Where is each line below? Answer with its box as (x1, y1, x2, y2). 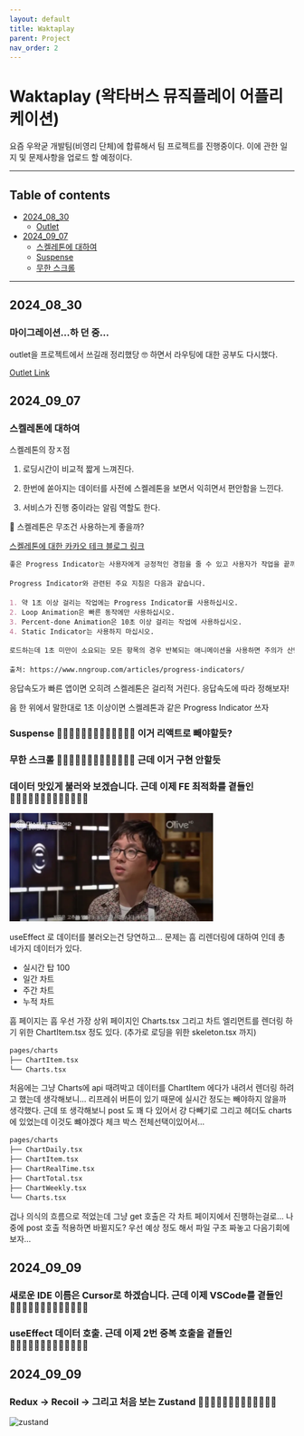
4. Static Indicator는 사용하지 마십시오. (9, 626, 155, 636)
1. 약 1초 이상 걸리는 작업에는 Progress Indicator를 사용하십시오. (9, 598, 239, 607)
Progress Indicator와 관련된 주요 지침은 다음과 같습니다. (9, 579, 206, 588)
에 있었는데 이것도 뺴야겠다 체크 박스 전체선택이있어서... (9, 1116, 205, 1128)
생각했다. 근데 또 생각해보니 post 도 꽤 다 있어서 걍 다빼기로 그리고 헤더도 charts (9, 1105, 292, 1116)
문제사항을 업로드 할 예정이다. (28, 152, 133, 163)
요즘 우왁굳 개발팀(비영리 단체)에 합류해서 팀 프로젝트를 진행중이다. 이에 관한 (9, 141, 279, 151)
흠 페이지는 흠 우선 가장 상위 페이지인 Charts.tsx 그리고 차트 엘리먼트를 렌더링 (9, 1015, 284, 1026)
